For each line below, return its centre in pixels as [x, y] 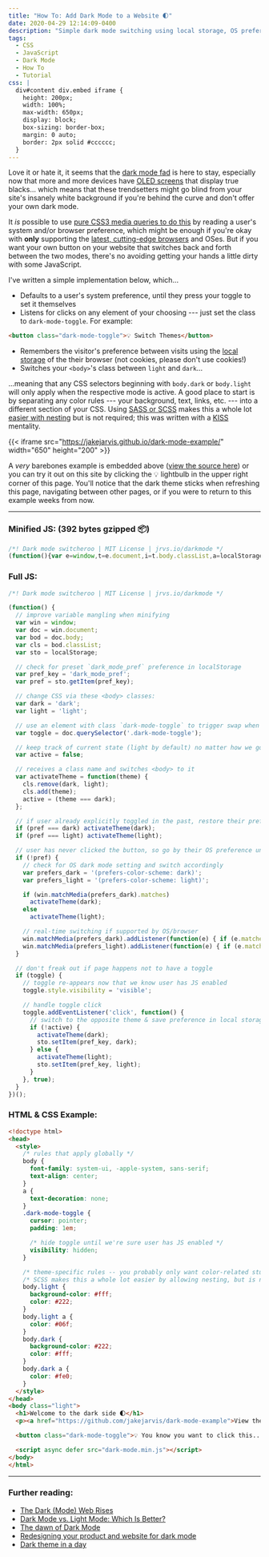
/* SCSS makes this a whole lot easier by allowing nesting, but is [139, 1279]
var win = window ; [46, 623]
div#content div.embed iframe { [70, 90]
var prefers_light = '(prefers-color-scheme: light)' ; [116, 880]
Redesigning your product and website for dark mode [108, 1535]
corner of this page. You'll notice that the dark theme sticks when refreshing [134, 483]
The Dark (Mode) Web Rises [66, 1510]
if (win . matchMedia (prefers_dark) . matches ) [96, 895]
